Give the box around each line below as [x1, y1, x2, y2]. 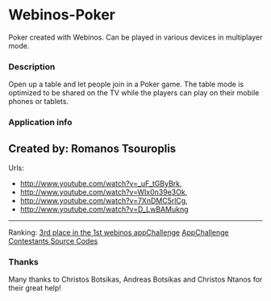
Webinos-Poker [8, 6, 115, 24]
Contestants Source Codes [8, 236, 98, 245]
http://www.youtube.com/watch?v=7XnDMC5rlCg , [19, 195, 188, 205]
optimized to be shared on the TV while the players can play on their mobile [8, 88, 260, 98]
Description [8, 61, 56, 72]
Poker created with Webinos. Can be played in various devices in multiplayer [8, 32, 263, 42]
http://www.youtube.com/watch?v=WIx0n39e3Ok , [19, 187, 188, 197]
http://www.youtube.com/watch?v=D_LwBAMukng [19, 204, 189, 214]
